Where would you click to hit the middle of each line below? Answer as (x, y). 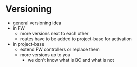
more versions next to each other (54, 33)
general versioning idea (37, 23)
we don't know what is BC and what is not (71, 60)
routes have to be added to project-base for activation (76, 39)
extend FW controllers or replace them (60, 49)
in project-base (28, 44)
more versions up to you (45, 55)
